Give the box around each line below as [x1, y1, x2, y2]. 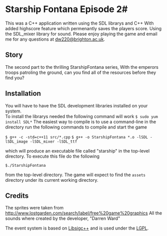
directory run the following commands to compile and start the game [5, 124, 147, 130]
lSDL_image [5, 139, 28, 144]
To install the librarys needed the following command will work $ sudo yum [5, 113, 158, 119]
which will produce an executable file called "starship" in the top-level [5, 148, 150, 154]
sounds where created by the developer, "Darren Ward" [5, 215, 120, 221]
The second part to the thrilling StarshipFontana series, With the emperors [5, 64, 159, 70]
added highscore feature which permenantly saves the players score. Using [5, 25, 162, 31]
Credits [5, 191, 29, 200]
